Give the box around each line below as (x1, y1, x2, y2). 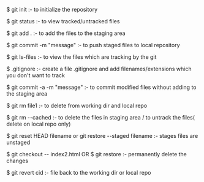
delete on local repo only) (6, 120, 71, 127)
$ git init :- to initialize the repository (6, 6, 98, 13)
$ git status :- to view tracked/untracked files (6, 18, 120, 25)
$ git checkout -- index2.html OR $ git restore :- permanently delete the (6, 151, 187, 157)
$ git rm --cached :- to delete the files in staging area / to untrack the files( (6, 114, 195, 121)
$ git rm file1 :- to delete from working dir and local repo (6, 102, 148, 109)
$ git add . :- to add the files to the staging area (6, 29, 126, 37)
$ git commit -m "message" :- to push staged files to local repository (6, 42, 180, 48)
